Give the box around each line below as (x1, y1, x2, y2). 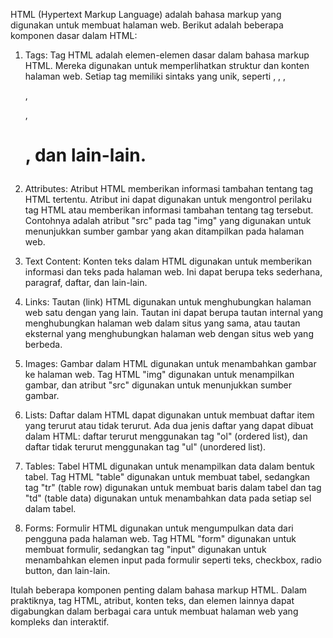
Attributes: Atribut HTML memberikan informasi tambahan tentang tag (24, 183, 314, 195)
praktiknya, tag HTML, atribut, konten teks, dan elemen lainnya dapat (10, 595, 295, 607)
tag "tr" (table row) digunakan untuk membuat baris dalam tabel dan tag (24, 482, 322, 494)
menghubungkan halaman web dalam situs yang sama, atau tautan (24, 317, 301, 329)
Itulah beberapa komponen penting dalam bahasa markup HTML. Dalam (10, 584, 308, 596)
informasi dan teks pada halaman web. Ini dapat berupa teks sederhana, (24, 266, 323, 278)
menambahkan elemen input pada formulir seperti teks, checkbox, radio (24, 554, 322, 566)
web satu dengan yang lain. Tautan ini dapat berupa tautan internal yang (24, 307, 324, 319)
